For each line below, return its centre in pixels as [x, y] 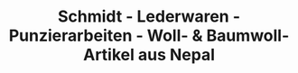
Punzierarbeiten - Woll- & [106, 36]
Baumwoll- [248, 36]
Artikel [109, 55]
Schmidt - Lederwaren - [149, 17]
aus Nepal [177, 55]
